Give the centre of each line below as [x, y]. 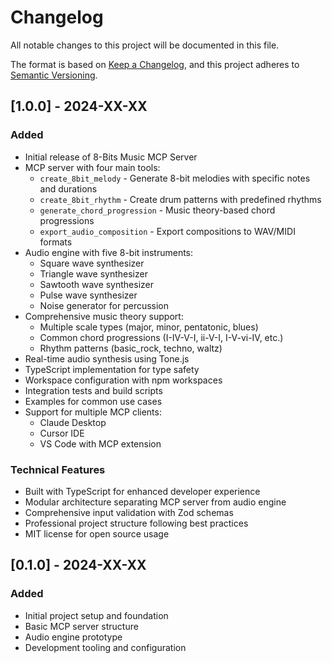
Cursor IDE [62, 433]
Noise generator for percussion [104, 305]
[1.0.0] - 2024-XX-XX [79, 106]
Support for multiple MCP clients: [93, 412]
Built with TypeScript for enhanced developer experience [142, 491]
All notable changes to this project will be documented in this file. [145, 45]
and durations [68, 188]
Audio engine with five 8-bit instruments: [109, 252]
